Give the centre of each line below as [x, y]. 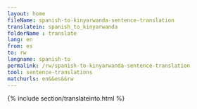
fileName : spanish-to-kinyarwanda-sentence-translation [91, 20]
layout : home [26, 14]
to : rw [17, 53]
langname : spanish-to [39, 59]
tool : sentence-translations [50, 72]
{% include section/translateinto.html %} [66, 99]
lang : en [20, 40]
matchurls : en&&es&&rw [40, 79]
